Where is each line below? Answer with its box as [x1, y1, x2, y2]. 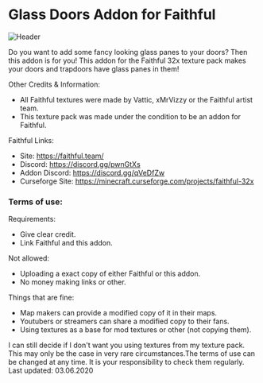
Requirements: [8, 215, 56, 224]
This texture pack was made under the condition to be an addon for [19, 111, 241, 121]
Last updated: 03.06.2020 [8, 366, 94, 375]
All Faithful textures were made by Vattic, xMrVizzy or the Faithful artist [19, 95, 253, 104]
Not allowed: [8, 253, 50, 263]
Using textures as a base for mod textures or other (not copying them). [19, 325, 252, 335]
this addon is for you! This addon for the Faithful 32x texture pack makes [8, 56, 246, 65]
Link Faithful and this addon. [19, 238, 113, 248]
